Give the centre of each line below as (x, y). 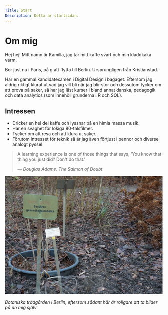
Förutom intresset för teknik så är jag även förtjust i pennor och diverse (85, 139)
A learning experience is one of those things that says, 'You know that (89, 154)
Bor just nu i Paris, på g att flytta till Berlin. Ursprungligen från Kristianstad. (82, 70)
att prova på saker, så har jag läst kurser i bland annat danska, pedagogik (80, 90)
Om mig (22, 41)
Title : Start (19, 10)
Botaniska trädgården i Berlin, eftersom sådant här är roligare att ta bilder (81, 302)
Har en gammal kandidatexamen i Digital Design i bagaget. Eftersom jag (79, 79)
